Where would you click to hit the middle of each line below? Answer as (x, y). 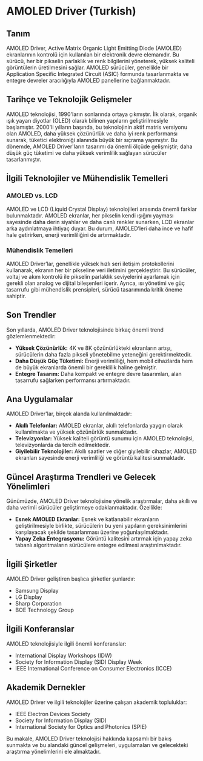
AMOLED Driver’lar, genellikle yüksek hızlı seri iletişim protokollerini (90, 264)
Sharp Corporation (38, 604)
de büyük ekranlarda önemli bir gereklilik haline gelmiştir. (86, 367)
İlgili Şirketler (32, 564)
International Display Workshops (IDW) (63, 655)
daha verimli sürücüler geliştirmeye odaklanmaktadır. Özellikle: (84, 508)
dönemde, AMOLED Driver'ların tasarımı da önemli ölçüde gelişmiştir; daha (99, 146)
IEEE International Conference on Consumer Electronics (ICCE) (93, 668)
